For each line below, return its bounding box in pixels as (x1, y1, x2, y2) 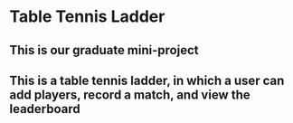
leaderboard (9, 101, 81, 117)
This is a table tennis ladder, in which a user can (9, 72, 285, 88)
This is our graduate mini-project (9, 43, 199, 58)
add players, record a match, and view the (9, 87, 250, 102)
